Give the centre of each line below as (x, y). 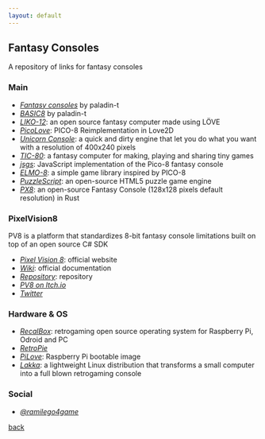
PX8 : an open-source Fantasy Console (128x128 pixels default (121, 189)
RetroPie (34, 348)
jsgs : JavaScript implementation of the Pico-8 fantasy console (121, 164)
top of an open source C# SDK (58, 244)
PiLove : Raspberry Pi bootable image (80, 357)
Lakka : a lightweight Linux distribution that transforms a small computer (137, 365)
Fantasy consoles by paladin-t (69, 105)
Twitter (31, 293)
